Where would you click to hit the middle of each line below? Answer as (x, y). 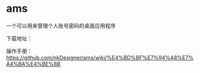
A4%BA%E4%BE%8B (33, 64)
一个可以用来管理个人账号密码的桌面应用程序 (61, 26)
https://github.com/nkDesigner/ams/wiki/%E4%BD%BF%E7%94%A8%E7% (100, 58)
